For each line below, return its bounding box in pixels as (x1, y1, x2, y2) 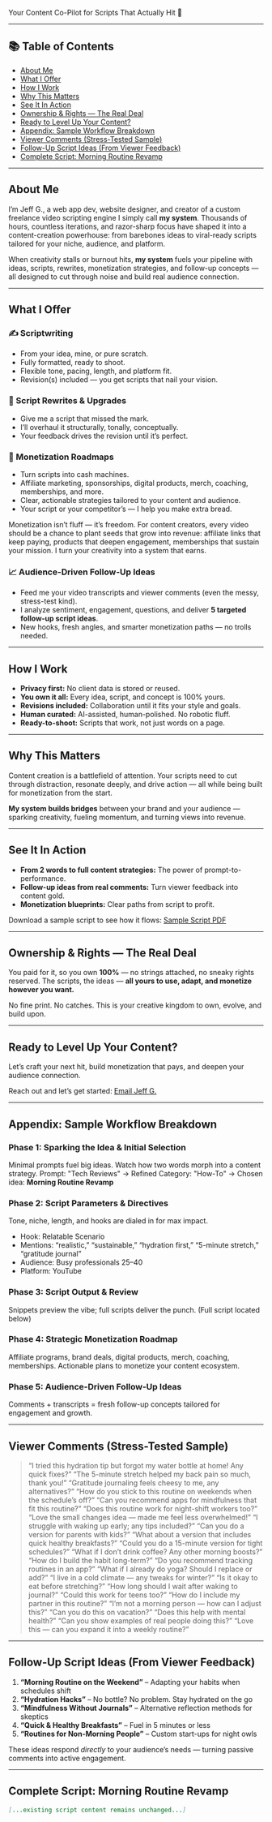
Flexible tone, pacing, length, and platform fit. (19, 366, 172, 376)
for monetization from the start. (8, 788, 113, 797)
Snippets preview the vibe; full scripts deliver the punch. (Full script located (8, 1304, 261, 1314)
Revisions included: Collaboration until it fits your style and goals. (19, 701, 241, 711)
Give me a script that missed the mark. (19, 414, 150, 423)
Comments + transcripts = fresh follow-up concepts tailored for (8, 1399, 221, 1409)
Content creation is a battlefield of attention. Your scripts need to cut (8, 771, 237, 780)
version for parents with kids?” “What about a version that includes (28, 1529, 252, 1539)
